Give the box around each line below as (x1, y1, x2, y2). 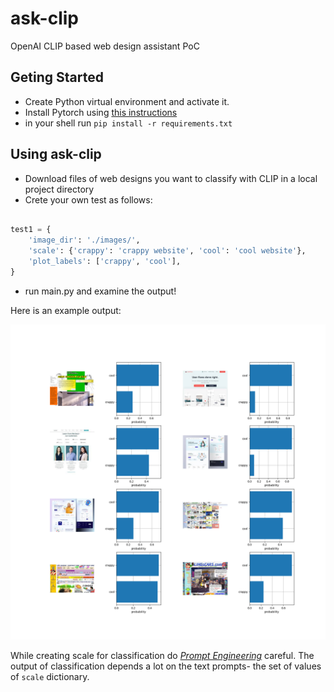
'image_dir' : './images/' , (28, 235, 141, 246)
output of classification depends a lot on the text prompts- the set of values (10, 660, 322, 672)
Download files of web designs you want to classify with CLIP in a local (24, 172, 318, 184)
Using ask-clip (10, 146, 102, 163)
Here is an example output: (10, 304, 122, 316)
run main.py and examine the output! (24, 285, 177, 297)
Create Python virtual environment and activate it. (24, 95, 230, 107)
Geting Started (10, 69, 104, 86)
